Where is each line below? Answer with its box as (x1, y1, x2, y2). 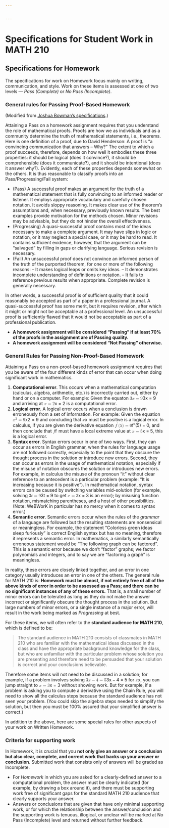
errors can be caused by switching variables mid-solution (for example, (12, 487, 161, 493)
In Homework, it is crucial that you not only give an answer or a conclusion (5, 748, 162, 754)
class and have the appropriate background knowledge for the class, (17, 645, 160, 651)
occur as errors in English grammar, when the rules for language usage (12, 444, 160, 450)
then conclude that (12, 428, 52, 434)
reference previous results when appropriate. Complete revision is (12, 277, 150, 283)
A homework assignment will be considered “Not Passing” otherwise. (12, 340, 162, 346)
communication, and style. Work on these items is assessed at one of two (5, 83, 159, 89)
